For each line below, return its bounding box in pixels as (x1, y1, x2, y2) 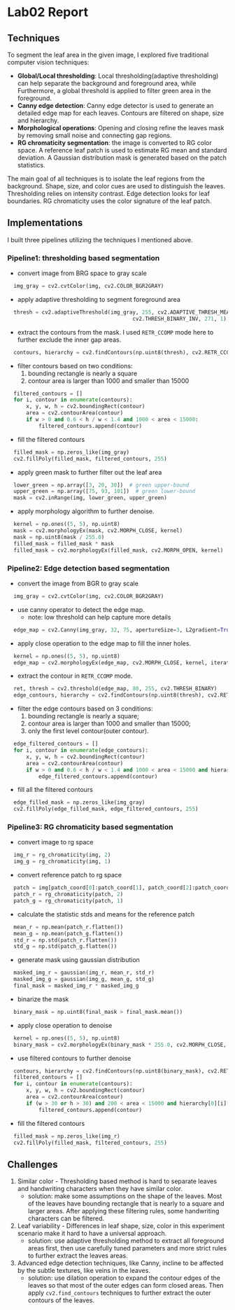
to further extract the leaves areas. (27, 1251, 128, 1260)
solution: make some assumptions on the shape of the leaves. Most (27, 1192, 222, 1201)
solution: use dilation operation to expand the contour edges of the (27, 1274, 220, 1282)
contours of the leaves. (27, 1296, 94, 1304)
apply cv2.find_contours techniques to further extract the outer (27, 1289, 211, 1297)
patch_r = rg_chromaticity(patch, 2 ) (13, 891, 124, 898)
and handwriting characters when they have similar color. (17, 1185, 183, 1193)
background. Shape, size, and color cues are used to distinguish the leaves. (7, 182, 226, 190)
